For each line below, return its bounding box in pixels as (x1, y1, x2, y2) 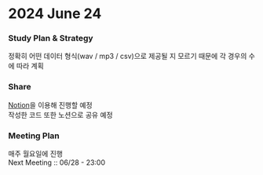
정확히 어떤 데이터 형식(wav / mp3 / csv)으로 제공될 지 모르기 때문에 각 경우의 (8, 52, 247, 61)
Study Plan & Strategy (8, 33, 93, 44)
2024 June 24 (8, 5, 102, 23)
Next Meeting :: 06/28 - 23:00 (8, 158, 106, 167)
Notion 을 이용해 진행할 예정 (8, 100, 93, 110)
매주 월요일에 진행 (8, 149, 63, 159)
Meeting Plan (8, 130, 60, 141)
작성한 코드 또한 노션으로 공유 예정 (8, 110, 113, 119)
